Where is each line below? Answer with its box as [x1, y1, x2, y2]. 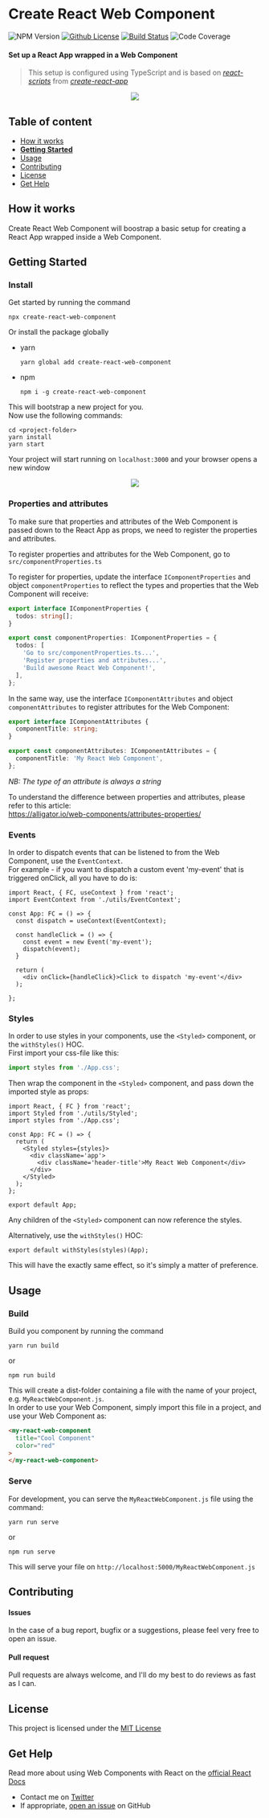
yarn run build [8, 1341, 59, 1350]
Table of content [8, 114, 92, 129]
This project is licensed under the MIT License [8, 1723, 162, 1734]
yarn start [8, 440, 45, 449]
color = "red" [15, 1442, 56, 1450]
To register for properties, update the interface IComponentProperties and [8, 572, 251, 582]
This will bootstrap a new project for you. [8, 402, 145, 412]
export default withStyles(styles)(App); [8, 1246, 149, 1255]
